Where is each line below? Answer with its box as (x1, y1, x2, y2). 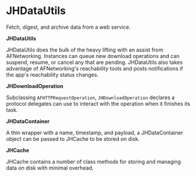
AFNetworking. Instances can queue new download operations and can (6, 52, 180, 59)
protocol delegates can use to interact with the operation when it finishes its (6, 100, 190, 107)
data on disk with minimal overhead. (6, 164, 94, 171)
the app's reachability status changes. (6, 71, 99, 78)
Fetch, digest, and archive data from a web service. (6, 23, 131, 31)
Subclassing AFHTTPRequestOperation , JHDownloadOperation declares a (6, 94, 175, 101)
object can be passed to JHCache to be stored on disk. (6, 135, 140, 142)
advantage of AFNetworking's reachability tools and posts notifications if (6, 65, 184, 72)
